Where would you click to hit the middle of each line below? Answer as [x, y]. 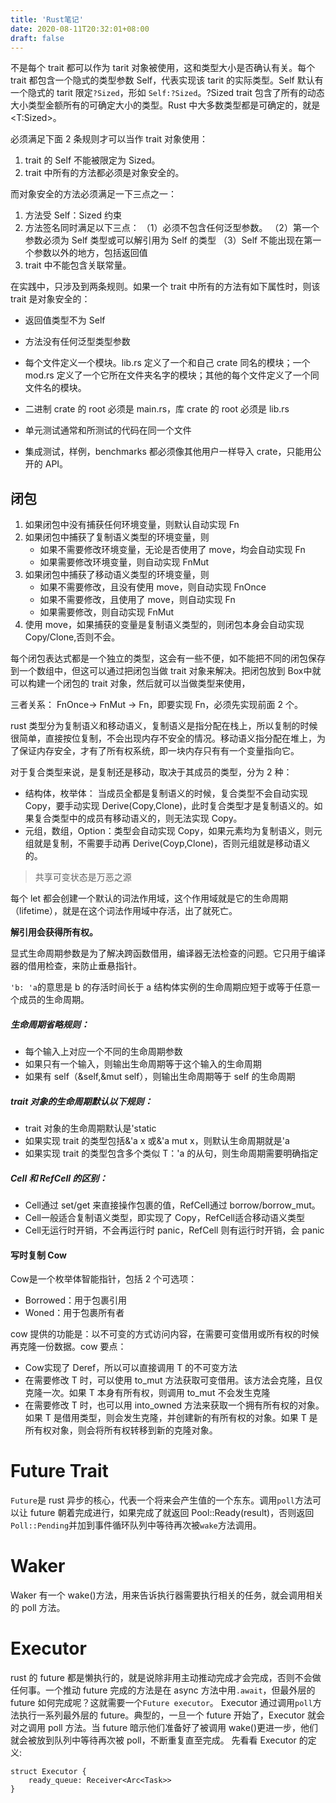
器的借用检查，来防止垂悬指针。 [76, 966]
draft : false [37, 38]
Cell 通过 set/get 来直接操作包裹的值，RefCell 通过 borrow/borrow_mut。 [172, 1205]
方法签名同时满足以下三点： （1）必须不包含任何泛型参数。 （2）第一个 [172, 228]
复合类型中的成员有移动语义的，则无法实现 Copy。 [138, 818]
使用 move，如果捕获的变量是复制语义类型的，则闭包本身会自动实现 [164, 625]
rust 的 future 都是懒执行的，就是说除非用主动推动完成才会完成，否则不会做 [166, 1678]
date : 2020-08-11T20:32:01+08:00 [80, 29]
